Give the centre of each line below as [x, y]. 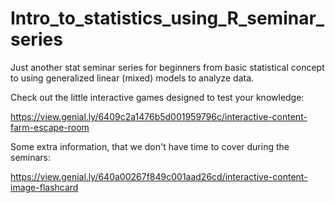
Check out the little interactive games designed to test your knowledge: [157, 97]
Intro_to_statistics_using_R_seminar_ [167, 18]
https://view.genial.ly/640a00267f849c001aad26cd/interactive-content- [159, 176]
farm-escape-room [50, 127]
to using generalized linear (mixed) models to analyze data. [132, 78]
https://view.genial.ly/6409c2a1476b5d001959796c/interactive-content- [159, 116]
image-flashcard [44, 187]
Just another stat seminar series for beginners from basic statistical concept [167, 67]
